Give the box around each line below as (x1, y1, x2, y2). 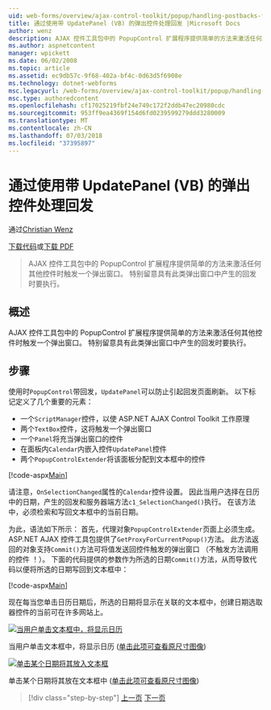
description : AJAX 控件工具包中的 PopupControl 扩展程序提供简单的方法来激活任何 (8, 34, 262, 43)
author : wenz (8, 27, 52, 35)
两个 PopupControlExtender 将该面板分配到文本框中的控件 (19, 455, 206, 464)
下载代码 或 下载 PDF (8, 242, 74, 251)
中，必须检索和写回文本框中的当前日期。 (8, 507, 143, 517)
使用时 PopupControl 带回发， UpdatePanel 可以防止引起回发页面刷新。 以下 (8, 387, 249, 397)
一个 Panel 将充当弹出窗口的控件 (19, 434, 123, 444)
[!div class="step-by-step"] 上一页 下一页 (27, 693, 166, 703)
